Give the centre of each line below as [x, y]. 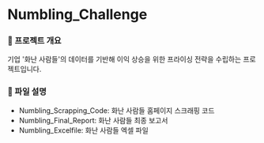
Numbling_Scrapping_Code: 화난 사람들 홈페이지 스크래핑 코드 [117, 110]
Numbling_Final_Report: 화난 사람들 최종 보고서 [93, 120]
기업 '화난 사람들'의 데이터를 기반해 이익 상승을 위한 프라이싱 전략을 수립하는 [124, 59]
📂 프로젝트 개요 [34, 41]
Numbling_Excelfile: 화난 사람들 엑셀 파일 [84, 130]
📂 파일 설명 [27, 92]
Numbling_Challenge [77, 15]
